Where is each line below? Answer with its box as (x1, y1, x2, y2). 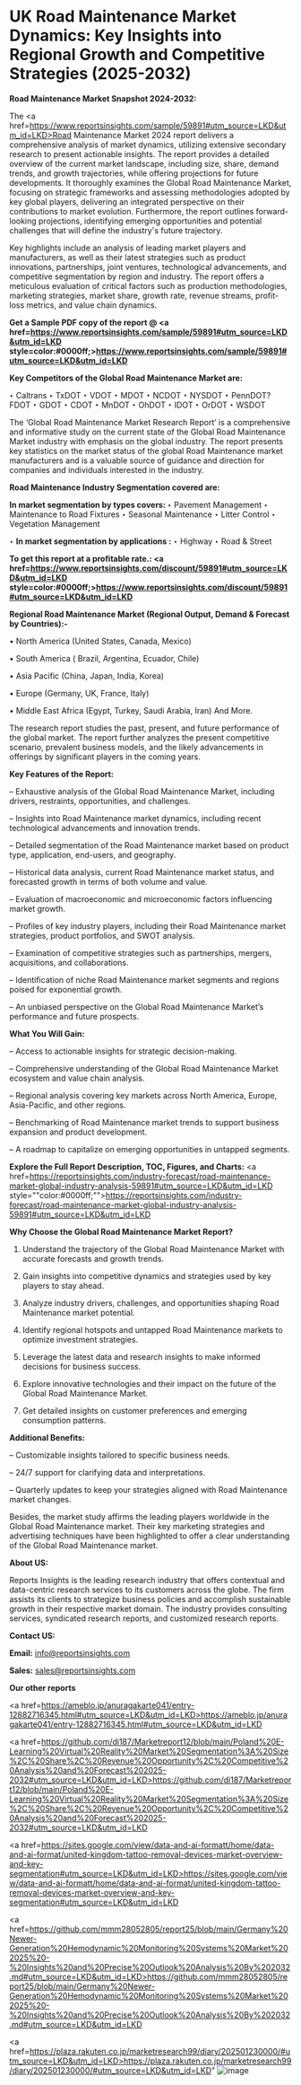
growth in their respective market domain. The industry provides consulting (9, 1603, 288, 1614)
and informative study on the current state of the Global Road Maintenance (9, 426, 286, 437)
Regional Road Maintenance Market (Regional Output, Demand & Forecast (9, 609, 289, 619)
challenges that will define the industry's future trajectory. (9, 224, 223, 235)
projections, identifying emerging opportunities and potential (39, 215, 262, 226)
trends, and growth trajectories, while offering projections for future (9, 168, 259, 179)
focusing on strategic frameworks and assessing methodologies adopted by (9, 187, 290, 197)
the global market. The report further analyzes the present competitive (9, 732, 271, 742)
